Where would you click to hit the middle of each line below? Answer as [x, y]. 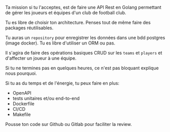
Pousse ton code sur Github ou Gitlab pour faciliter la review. [69, 124]
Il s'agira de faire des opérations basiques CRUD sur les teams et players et [84, 53]
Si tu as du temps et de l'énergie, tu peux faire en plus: [62, 83]
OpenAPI [22, 93]
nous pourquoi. [21, 73]
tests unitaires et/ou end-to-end [46, 98]
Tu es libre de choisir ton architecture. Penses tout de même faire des [78, 23]
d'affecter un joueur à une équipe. [41, 58]
